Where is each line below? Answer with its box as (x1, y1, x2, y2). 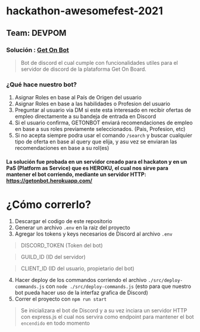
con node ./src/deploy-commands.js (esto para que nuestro (45, 283, 192, 290)
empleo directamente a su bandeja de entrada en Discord (14, 113, 157, 120)
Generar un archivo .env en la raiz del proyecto (14, 224, 130, 231)
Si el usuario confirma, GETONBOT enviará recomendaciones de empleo (14, 119, 193, 126)
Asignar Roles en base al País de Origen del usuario (14, 94, 142, 101)
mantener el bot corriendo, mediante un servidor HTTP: (6, 171, 147, 178)
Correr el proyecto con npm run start (14, 295, 107, 302)
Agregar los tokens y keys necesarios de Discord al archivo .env (14, 230, 173, 237)
